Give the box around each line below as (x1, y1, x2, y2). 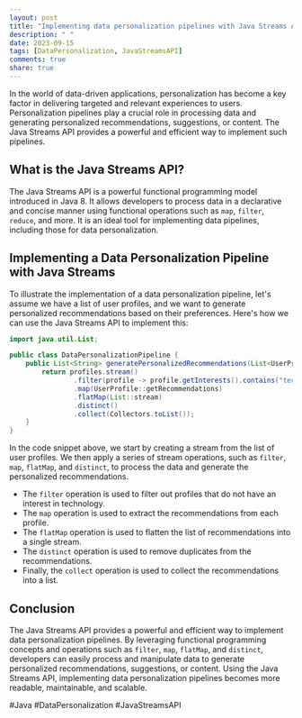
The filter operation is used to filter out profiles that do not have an (22, 488, 277, 500)
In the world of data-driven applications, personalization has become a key (9, 87, 287, 99)
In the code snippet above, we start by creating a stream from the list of (9, 442, 275, 453)
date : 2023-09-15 (9, 38, 75, 48)
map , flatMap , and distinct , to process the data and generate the (9, 461, 249, 473)
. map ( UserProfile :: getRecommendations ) (73, 384, 223, 393)
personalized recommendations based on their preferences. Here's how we (9, 307, 289, 318)
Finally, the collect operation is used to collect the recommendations (22, 565, 280, 577)
